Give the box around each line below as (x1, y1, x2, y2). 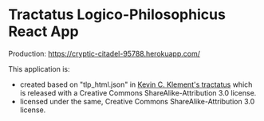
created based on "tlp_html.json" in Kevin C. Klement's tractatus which (19, 80, 253, 89)
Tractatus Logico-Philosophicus (8, 6, 226, 24)
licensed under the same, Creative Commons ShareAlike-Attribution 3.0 (19, 96, 255, 106)
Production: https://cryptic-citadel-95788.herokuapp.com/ (8, 49, 201, 58)
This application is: (8, 64, 70, 73)
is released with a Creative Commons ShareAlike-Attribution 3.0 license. (19, 88, 257, 97)
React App (8, 22, 79, 41)
